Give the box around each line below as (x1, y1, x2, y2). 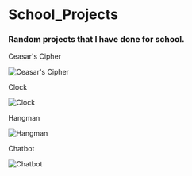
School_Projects (8, 6, 119, 24)
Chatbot (8, 144, 35, 154)
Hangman (8, 113, 40, 123)
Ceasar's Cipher (8, 52, 62, 61)
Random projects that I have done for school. (8, 34, 185, 45)
